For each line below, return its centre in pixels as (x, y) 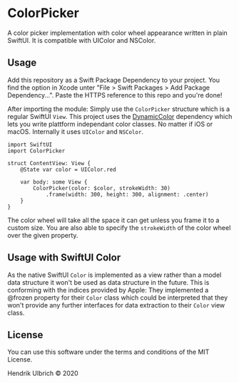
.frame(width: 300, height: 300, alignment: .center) (127, 194)
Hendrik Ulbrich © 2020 (43, 373)
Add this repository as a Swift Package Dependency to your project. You (113, 80)
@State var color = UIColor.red (68, 169)
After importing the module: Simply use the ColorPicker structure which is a (119, 109)
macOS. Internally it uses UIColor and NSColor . (76, 131)
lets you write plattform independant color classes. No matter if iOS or (110, 124)
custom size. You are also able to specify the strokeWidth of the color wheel (119, 227)
